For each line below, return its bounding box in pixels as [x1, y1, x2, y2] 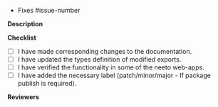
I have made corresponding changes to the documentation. [17, 47, 192, 55]
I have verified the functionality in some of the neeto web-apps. [17, 63, 204, 72]
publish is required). [17, 79, 77, 88]
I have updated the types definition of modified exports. [17, 55, 182, 64]
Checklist [7, 33, 37, 42]
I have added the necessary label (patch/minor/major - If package [17, 71, 212, 80]
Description [7, 20, 43, 28]
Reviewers [7, 93, 40, 101]
